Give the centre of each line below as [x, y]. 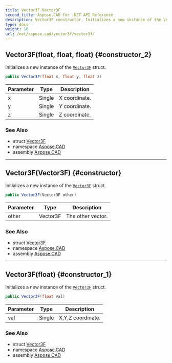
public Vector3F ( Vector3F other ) [41, 195]
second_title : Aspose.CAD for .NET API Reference [59, 15]
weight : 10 [17, 29]
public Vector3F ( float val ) [35, 296]
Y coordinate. [75, 106]
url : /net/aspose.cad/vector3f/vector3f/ [50, 34]
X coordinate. [75, 98]
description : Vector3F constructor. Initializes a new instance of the [83, 20]
